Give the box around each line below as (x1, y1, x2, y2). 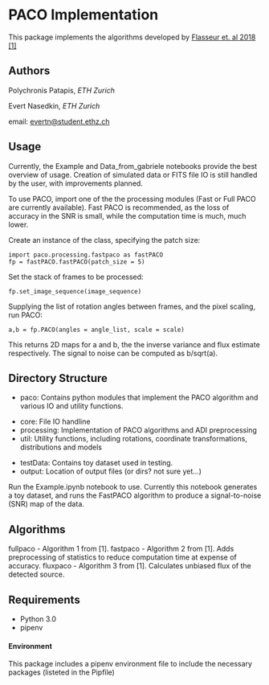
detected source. (8, 569, 65, 580)
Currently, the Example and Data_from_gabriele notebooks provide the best (8, 161, 258, 170)
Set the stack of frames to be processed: (8, 272, 144, 281)
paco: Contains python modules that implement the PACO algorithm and (19, 392, 259, 403)
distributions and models (19, 442, 103, 452)
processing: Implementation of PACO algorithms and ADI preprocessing (19, 425, 257, 435)
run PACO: (8, 310, 43, 319)
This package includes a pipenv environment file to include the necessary (8, 659, 253, 669)
